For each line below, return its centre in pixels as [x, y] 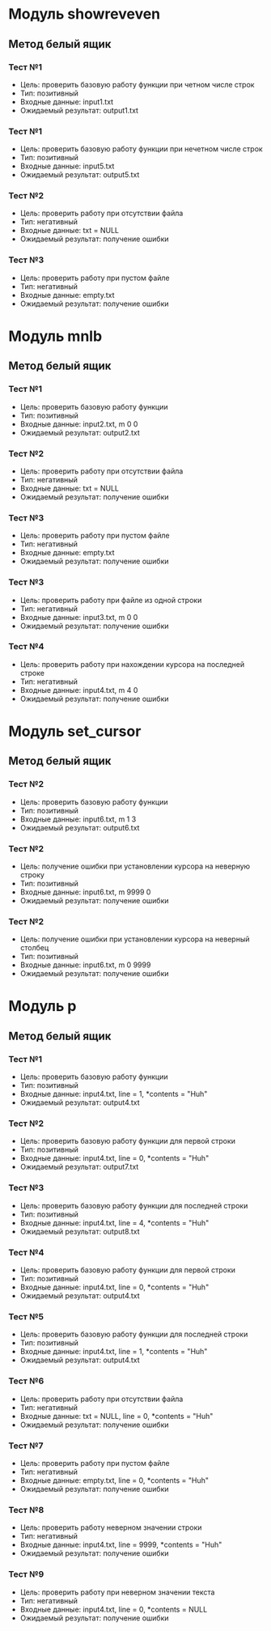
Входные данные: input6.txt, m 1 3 [78, 819]
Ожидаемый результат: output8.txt [80, 1231]
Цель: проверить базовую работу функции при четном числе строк [137, 84]
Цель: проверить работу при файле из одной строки [111, 600]
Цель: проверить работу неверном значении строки [111, 1527]
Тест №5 [26, 1316]
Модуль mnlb [55, 336]
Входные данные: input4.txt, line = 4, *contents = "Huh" [114, 1222]
